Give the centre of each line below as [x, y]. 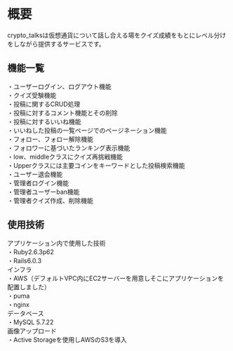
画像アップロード [32, 331]
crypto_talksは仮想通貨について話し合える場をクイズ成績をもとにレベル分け [117, 35]
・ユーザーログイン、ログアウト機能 [59, 86]
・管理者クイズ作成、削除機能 [50, 200]
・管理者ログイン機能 [38, 183]
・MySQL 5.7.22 [31, 322]
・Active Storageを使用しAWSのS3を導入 [67, 339]
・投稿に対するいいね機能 [44, 121]
